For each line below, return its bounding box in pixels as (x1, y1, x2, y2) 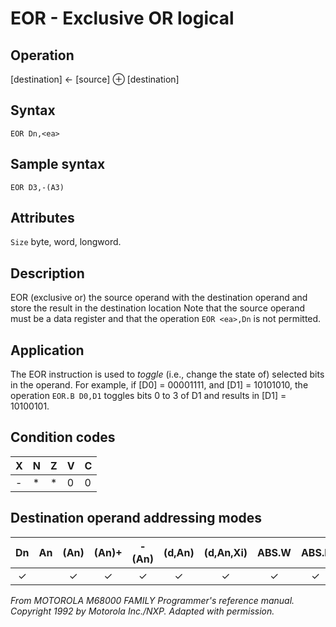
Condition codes (10, 429, 116, 446)
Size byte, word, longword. (10, 236, 122, 248)
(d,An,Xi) (203, 545, 248, 559)
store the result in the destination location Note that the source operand (10, 302, 306, 314)
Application (10, 342, 85, 359)
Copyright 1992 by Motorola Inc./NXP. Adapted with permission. (10, 605, 275, 617)
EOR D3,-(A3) (10, 182, 65, 192)
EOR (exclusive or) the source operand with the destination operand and (10, 292, 308, 304)
